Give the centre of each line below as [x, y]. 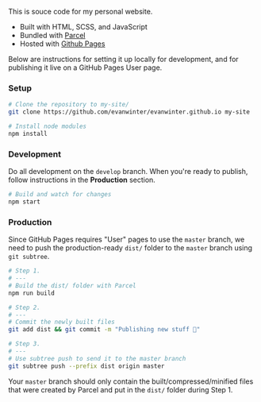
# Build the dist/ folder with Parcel [72, 285]
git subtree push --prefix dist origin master [86, 366]
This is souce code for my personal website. [81, 12]
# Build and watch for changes [60, 195]
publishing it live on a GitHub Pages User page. [85, 68]
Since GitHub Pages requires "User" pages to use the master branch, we [127, 240]
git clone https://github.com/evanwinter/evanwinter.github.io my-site [129, 112]
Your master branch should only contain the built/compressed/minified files [131, 381]
